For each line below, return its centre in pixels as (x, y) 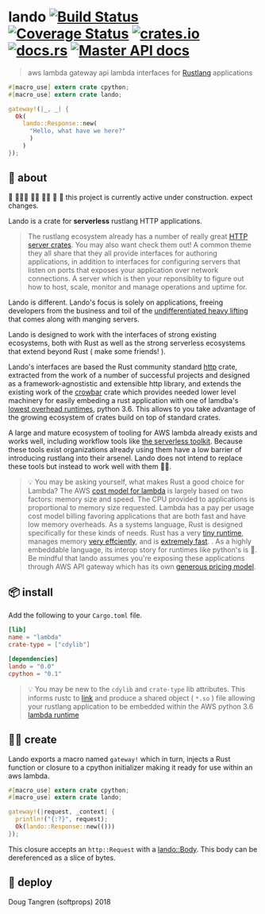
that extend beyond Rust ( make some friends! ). (87, 351)
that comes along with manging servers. (74, 319)
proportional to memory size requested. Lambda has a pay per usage (141, 507)
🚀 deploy (31, 883)
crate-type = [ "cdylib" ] (49, 645)
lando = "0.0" (32, 666)
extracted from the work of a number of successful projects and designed (129, 375)
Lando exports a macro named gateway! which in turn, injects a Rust (119, 758)
